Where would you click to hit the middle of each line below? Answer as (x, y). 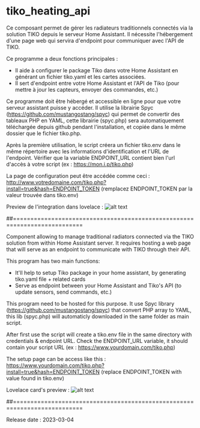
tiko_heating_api (48, 11)
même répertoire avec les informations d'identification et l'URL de (88, 151)
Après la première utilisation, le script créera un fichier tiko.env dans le (94, 145)
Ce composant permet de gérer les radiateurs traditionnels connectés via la (100, 28)
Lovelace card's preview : (38, 389)
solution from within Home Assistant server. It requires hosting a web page (98, 243)
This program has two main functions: (53, 261)
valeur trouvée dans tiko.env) (42, 195)
